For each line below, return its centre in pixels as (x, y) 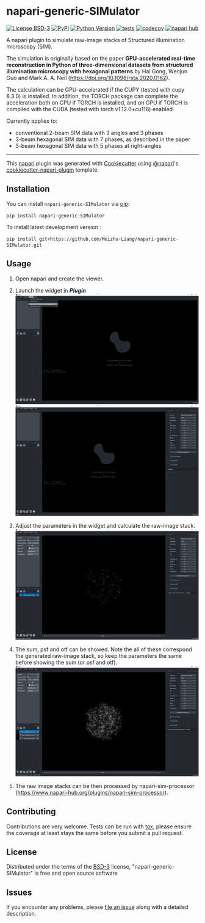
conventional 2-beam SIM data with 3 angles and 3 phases (89, 133)
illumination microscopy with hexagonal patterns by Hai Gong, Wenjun (97, 71)
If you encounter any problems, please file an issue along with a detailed (97, 907)
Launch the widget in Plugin (51, 290)
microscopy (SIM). (30, 46)
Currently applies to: (32, 121)
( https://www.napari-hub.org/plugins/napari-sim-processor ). (92, 792)
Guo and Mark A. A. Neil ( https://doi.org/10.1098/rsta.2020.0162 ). (88, 78)
